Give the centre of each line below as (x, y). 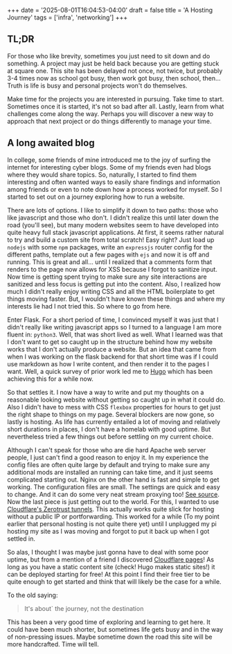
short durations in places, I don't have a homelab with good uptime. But (109, 429)
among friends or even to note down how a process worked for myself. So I (115, 189)
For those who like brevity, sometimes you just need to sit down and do (109, 56)
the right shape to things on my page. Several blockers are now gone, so (111, 414)
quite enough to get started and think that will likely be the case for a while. (114, 581)
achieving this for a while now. (50, 379)
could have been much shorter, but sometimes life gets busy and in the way (115, 629)
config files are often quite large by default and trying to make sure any (108, 464)
